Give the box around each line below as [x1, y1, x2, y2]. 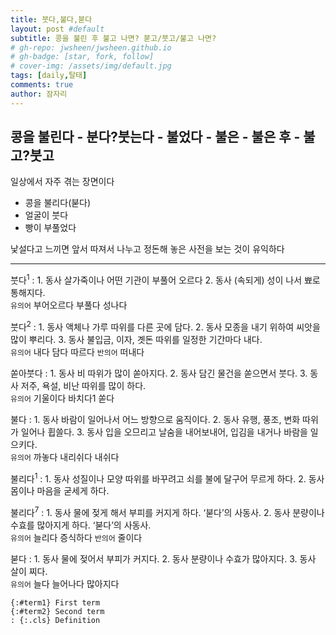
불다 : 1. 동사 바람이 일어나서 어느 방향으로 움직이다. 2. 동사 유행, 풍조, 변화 [10, 413, 301, 425]
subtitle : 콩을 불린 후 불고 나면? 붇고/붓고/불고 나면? [10, 33, 217, 43]
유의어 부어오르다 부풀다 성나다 [10, 299, 128, 311]
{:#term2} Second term [10, 607, 105, 617]
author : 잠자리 [10, 89, 68, 99]
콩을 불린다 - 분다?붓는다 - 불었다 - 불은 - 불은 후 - [10, 129, 301, 146]
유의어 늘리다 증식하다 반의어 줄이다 [10, 532, 143, 544]
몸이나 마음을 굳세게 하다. [10, 485, 110, 497]
